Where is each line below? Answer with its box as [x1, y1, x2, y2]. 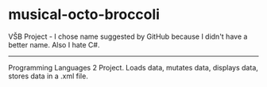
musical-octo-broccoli [8, 6, 161, 24]
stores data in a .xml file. [8, 71, 89, 81]
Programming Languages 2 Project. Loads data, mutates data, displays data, [8, 62, 258, 72]
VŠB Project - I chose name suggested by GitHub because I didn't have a [8, 32, 248, 41]
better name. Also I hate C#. [8, 40, 100, 49]
